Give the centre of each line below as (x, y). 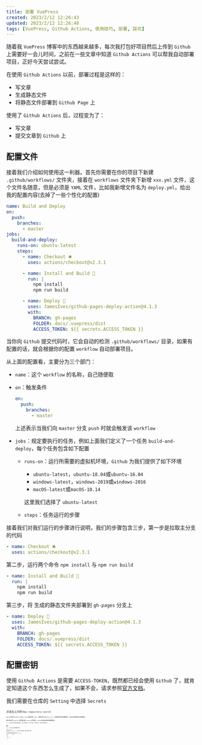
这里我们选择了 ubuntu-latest (61, 502)
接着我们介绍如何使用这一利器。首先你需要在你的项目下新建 (80, 172)
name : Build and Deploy (36, 206)
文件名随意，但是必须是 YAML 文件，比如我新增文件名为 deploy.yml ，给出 (101, 187)
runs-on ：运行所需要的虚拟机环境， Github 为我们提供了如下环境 (103, 461)
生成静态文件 (31, 95)
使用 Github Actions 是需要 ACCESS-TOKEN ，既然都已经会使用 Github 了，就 (98, 680)
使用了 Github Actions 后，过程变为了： (56, 115)
